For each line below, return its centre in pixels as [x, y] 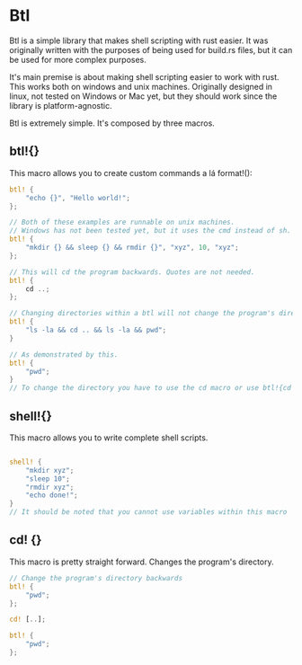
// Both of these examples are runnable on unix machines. [122, 222]
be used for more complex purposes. [78, 59]
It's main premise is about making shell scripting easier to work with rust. [145, 76]
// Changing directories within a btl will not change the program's [142, 314]
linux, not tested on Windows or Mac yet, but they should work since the [143, 96]
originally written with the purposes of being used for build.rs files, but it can [151, 49]
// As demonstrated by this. [64, 355]
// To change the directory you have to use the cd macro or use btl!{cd [151, 388]
